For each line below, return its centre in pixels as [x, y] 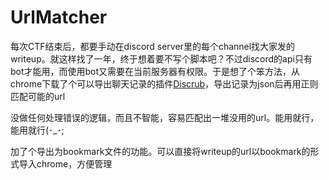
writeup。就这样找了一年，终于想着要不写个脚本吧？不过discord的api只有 [161, 58]
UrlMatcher [59, 17]
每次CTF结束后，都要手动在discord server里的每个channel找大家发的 [153, 46]
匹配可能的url [38, 96]
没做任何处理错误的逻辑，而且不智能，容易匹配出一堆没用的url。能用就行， [165, 117]
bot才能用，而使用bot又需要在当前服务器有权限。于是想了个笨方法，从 [155, 71]
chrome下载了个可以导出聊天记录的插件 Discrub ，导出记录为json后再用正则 [164, 83]
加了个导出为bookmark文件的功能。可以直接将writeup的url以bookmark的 [160, 151]
